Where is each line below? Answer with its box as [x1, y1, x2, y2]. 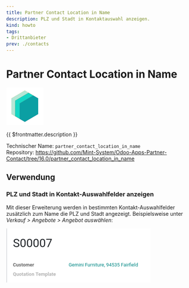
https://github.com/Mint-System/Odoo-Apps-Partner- [35, 148, 168, 156]
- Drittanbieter [6, 35, 46, 41]
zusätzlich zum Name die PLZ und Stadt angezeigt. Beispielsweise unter [6, 210, 183, 217]
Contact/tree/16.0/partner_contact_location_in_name [6, 155, 135, 162]
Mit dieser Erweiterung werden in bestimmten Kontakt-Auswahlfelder [6, 203, 175, 211]
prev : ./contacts [6, 41, 49, 47]
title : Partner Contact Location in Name [6, 10, 111, 16]
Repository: [6, 148, 34, 156]
